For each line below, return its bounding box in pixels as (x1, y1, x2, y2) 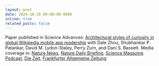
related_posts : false (5, 21, 50, 26)
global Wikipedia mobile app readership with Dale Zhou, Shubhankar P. (5, 40, 151, 46)
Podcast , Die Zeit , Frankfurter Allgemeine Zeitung (5, 55, 107, 62)
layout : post (5, 7, 32, 12)
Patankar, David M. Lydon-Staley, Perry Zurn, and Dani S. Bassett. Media (5, 45, 154, 51)
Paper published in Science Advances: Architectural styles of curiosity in (5, 34, 154, 40)
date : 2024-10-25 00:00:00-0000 (5, 12, 72, 17)
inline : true (5, 16, 32, 21)
